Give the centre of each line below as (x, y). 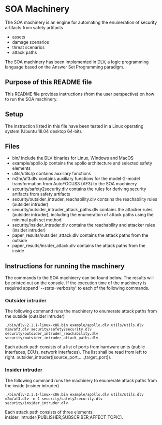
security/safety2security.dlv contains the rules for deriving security (79, 189)
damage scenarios (30, 42)
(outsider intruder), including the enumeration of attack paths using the (83, 215)
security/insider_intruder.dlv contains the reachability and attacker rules (84, 225)
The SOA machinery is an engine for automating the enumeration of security (81, 22)
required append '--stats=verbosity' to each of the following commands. (77, 288)
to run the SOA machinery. (31, 99)
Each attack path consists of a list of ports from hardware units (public (75, 347)
